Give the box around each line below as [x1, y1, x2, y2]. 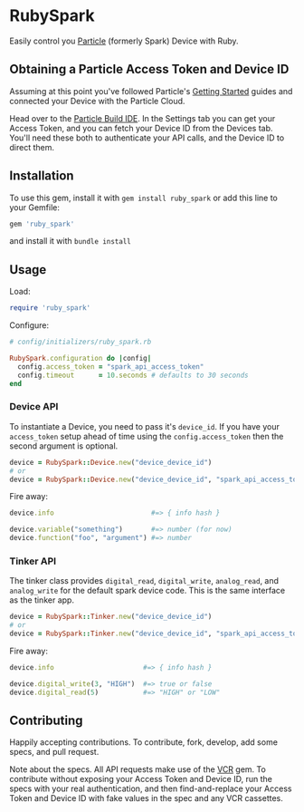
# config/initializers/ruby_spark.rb [9, 337, 152, 347]
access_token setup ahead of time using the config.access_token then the [9, 430, 284, 441]
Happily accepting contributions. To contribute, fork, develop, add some [9, 737, 279, 748]
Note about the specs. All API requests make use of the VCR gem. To [9, 764, 267, 775]
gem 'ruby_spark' [9, 219, 75, 228]
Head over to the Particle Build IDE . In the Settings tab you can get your [9, 112, 276, 123]
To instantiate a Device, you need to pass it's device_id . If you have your [9, 420, 280, 431]
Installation [9, 169, 74, 184]
